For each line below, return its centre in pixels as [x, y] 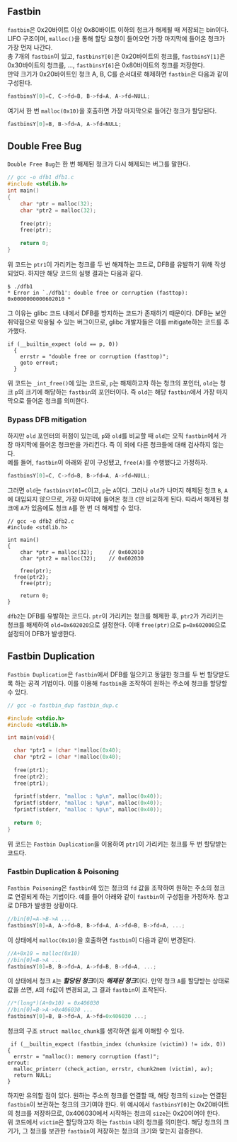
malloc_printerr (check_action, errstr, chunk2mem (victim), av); [114, 1069]
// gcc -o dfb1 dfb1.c [41, 177]
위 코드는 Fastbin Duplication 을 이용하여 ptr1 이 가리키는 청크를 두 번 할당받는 [117, 844]
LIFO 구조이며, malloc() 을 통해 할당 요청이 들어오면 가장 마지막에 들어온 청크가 [116, 38]
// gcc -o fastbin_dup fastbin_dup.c [63, 705]
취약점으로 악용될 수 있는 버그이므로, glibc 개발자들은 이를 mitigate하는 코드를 [115, 322]
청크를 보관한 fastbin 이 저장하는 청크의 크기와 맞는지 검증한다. [116, 1131]
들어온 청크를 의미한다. [57, 400]
